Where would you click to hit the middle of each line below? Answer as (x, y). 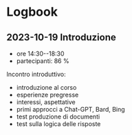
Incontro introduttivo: (36, 74)
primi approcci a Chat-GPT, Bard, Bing (70, 109)
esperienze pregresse (47, 95)
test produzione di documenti (58, 116)
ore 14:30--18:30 (40, 53)
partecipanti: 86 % (43, 61)
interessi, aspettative (46, 102)
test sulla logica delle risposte (58, 124)
